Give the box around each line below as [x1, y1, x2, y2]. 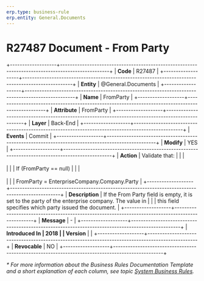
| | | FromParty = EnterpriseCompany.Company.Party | [6, 178, 142, 185]
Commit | [29, 133, 52, 140]
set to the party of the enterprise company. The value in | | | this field [6, 197, 180, 205]
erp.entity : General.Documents [6, 15, 86, 21]
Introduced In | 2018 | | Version [6, 230, 86, 237]
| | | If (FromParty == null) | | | [6, 165, 80, 172]
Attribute [54, 106, 77, 114]
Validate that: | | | [141, 152, 185, 159]
